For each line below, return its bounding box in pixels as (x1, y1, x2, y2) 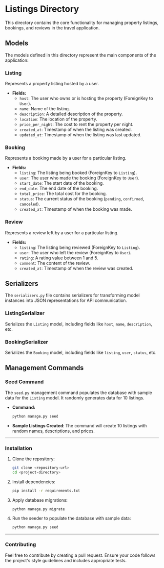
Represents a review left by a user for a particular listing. (5, 229, 119, 236)
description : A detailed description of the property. (19, 111, 123, 117)
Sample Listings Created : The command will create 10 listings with (12, 422, 147, 428)
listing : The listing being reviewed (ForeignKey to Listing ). (19, 244, 141, 250)
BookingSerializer (5, 338, 48, 345)
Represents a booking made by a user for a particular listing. (5, 155, 127, 161)
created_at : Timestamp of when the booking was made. (19, 206, 133, 212)
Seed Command (5, 378, 44, 385)
